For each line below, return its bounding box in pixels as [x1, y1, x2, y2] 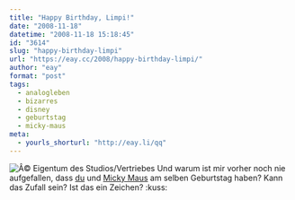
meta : [9, 130, 30, 139]
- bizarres [17, 96, 58, 106]
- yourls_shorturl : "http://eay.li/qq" [17, 138, 167, 147]
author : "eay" [9, 64, 63, 73]
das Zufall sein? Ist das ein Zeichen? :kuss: [9, 181, 168, 193]
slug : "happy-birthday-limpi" [9, 47, 123, 56]
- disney [17, 105, 50, 114]
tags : [9, 80, 30, 89]
